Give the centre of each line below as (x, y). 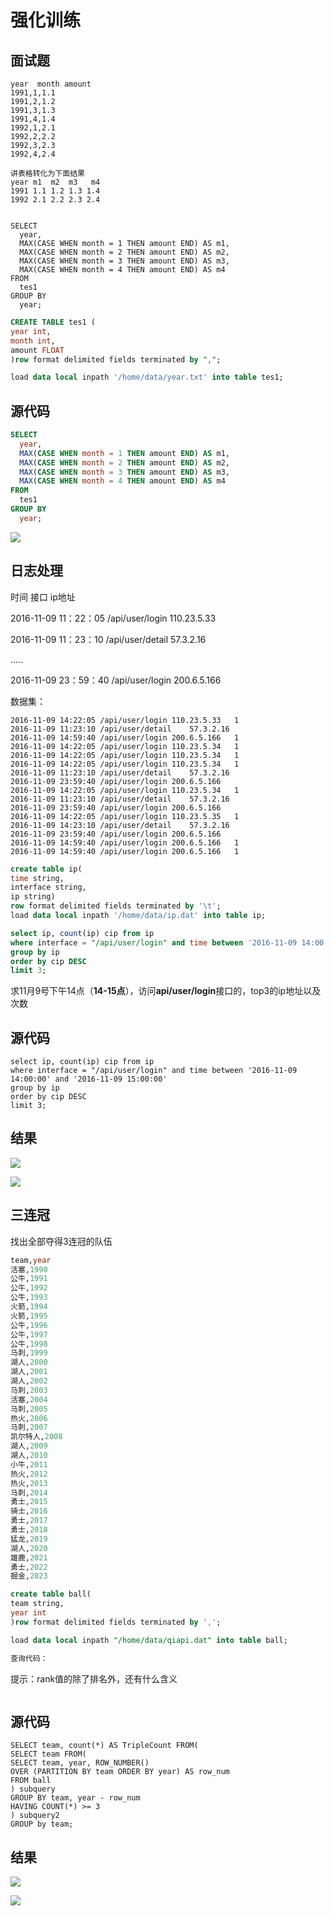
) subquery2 (35, 1816)
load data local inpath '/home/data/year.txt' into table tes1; (147, 377)
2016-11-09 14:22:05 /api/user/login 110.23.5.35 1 (125, 816)
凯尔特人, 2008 (36, 1437)
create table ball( (51, 1594)
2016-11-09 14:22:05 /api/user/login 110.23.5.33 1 (125, 720)
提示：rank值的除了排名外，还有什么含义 (94, 1678)
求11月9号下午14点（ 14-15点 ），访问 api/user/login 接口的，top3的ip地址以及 (166, 991)
